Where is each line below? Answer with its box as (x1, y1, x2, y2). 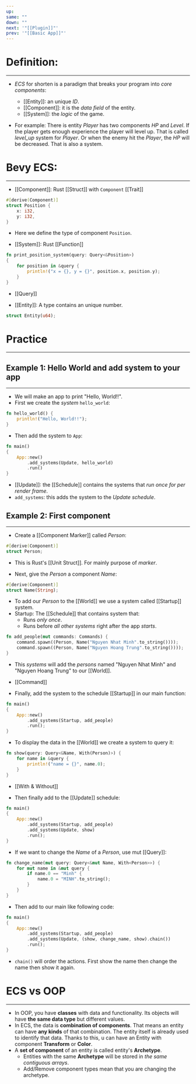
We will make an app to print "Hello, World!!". (14, 393, 123, 400)
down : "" (6, 19, 27, 25)
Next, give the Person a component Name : (14, 570, 117, 577)
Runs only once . (23, 616, 62, 624)
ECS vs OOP (6, 984, 66, 998)
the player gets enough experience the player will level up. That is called (14, 128, 188, 135)
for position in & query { (16, 263, 80, 269)
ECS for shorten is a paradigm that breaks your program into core (14, 80, 172, 88)
